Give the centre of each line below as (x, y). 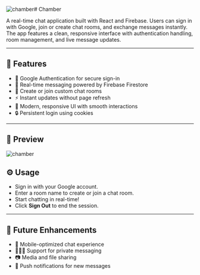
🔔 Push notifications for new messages (63, 266)
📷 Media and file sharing (46, 257)
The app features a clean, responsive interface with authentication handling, (100, 33)
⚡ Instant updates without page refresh (63, 98)
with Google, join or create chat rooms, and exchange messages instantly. (97, 27)
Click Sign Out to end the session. (57, 206)
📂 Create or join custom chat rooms (58, 91)
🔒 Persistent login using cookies (54, 112)
